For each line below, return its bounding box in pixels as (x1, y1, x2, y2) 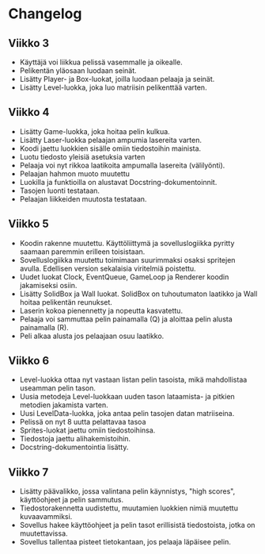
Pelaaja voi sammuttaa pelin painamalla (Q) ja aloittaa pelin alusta (19, 314, 233, 324)
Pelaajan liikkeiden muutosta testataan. (19, 194, 147, 203)
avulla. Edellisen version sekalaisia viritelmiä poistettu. (19, 264, 196, 273)
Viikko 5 (8, 217, 49, 231)
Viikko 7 (8, 465, 49, 479)
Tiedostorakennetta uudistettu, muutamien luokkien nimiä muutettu (19, 503, 239, 513)
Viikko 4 (8, 106, 50, 119)
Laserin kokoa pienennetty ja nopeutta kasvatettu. (19, 306, 184, 315)
